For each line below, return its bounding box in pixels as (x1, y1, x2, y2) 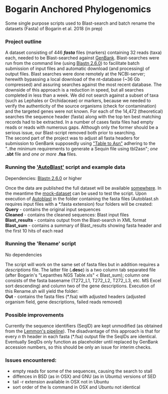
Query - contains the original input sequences (5, 206, 101, 212)
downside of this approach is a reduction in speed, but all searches (5, 87, 144, 93)
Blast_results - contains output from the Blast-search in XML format (5, 217, 146, 223)
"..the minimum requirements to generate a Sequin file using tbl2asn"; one (5, 146, 158, 152)
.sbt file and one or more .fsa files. (5, 151, 77, 157)
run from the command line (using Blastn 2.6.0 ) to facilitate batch (5, 60, 139, 66)
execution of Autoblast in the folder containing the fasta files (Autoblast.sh (5, 195, 159, 202)
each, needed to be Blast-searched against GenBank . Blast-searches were (5, 55, 159, 61)
